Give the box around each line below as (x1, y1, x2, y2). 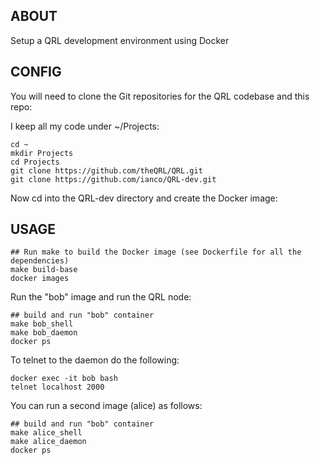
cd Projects (10, 157, 60, 167)
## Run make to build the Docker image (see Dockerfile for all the (10, 247, 302, 258)
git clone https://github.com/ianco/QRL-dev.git (10, 174, 217, 184)
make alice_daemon (10, 437, 87, 447)
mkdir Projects (10, 148, 74, 158)
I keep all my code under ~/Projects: (10, 120, 160, 132)
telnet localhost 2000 (10, 382, 105, 393)
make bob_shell (10, 319, 74, 329)
